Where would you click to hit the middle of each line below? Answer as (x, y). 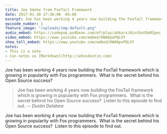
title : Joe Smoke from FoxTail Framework (49, 10)
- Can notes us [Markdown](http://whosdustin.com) (59, 56)
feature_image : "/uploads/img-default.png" (51, 28)
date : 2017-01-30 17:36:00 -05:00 (41, 14)
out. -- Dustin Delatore (40, 106)
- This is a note (23, 51)
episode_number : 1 (24, 24)
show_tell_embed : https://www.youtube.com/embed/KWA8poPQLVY (70, 42)
